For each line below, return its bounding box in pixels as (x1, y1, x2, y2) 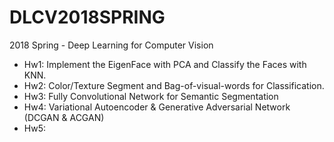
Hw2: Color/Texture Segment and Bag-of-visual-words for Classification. (23, 79, 325, 91)
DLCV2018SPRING (9, 6, 166, 29)
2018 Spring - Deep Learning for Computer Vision (9, 39, 214, 51)
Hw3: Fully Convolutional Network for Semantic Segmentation (23, 90, 279, 102)
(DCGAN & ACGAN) (23, 111, 105, 123)
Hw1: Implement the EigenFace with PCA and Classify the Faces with (23, 58, 307, 70)
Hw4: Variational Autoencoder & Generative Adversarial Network (23, 101, 291, 113)
